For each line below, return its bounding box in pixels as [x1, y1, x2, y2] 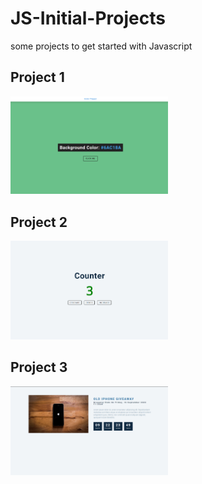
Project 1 [10, 69, 65, 86]
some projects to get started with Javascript [10, 40, 193, 52]
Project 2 [10, 213, 68, 231]
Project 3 [10, 359, 68, 376]
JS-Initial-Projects [10, 7, 166, 30]
